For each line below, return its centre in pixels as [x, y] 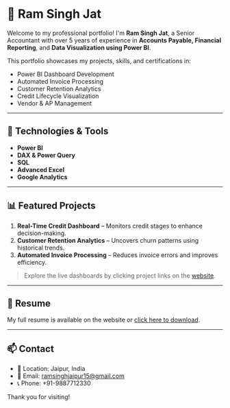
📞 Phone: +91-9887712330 [54, 383]
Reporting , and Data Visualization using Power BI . [79, 47]
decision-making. [41, 233]
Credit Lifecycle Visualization [58, 96]
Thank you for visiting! [39, 397]
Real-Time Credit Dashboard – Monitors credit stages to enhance [110, 226]
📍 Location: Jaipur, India [51, 369]
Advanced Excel [41, 169]
